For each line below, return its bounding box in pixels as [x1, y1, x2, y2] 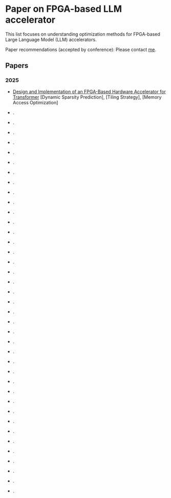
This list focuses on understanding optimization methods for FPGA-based [5, 31, 160, 37]
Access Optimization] [12, 99, 58, 105]
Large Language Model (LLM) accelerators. [5, 36, 97, 43]
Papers [5, 61, 29, 70]
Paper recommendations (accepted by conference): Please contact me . [5, 46, 156, 52]
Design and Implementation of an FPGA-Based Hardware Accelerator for [12, 88, 166, 95]
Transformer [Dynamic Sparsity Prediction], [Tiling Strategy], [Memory [12, 94, 162, 100]
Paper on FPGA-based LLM [5, 3, 122, 15]
